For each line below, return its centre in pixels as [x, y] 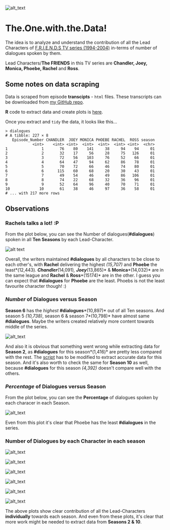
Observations [27, 209]
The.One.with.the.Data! [56, 28]
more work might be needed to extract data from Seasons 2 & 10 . [73, 522]
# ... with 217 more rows [32, 193]
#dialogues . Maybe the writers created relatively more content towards [80, 321]
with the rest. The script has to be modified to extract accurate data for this [83, 357]
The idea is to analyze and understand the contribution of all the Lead [78, 42]
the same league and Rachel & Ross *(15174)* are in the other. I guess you [83, 275]
